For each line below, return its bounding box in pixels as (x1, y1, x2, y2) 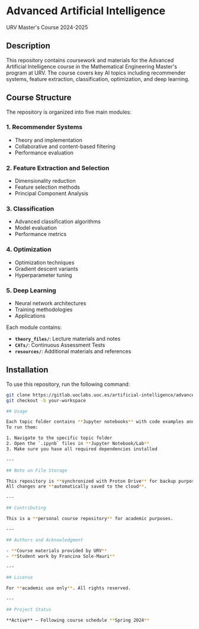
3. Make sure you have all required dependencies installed (6, 446, 158, 452)
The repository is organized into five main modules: (6, 108, 131, 115)
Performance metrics (14, 231, 67, 238)
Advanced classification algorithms (14, 218, 101, 225)
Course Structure (6, 93, 72, 103)
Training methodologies (14, 306, 73, 313)
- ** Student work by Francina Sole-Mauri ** (6, 553, 115, 559)
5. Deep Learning (6, 286, 56, 294)
